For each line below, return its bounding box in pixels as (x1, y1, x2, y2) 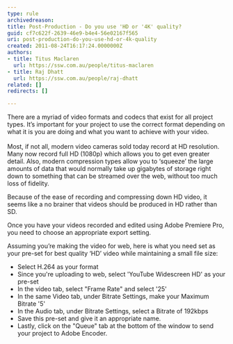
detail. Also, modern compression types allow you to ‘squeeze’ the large (7, 157, 214, 165)
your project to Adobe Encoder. (17, 329, 108, 338)
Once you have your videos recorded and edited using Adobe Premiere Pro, (7, 221, 225, 229)
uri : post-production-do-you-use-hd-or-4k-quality (7, 36, 157, 43)
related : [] (7, 81, 42, 88)
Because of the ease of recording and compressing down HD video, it (7, 193, 207, 202)
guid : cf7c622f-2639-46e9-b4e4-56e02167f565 (7, 29, 138, 37)
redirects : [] (7, 88, 49, 95)
